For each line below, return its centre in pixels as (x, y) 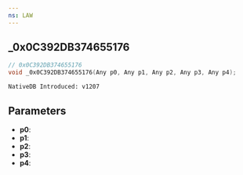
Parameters (37, 111)
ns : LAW (21, 15)
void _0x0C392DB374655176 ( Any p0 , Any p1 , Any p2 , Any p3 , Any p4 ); (122, 73)
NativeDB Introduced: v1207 (54, 87)
